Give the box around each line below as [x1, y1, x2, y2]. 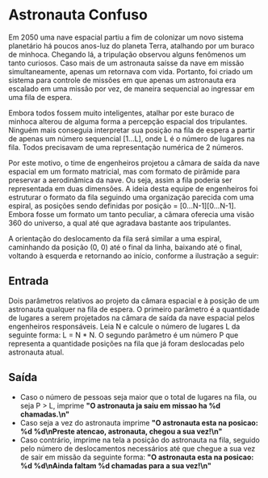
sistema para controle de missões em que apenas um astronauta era [8, 75, 237, 85]
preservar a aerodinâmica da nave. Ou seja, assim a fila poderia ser [8, 175, 232, 185]
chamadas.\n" [19, 409, 70, 419]
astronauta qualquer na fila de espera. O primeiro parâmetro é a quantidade [8, 304, 260, 314]
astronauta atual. [8, 347, 65, 357]
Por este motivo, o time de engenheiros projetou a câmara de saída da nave [8, 157, 260, 167]
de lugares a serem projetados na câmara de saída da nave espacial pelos [8, 312, 255, 322]
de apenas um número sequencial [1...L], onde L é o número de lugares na [8, 133, 256, 143]
